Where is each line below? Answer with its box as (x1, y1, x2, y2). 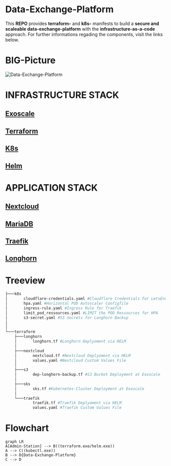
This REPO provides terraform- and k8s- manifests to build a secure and (5, 20, 159, 27)
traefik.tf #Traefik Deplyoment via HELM (32, 400, 122, 406)
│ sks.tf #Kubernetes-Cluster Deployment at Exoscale (14, 386, 145, 391)
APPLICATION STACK (5, 182, 98, 193)
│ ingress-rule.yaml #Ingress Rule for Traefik (5, 305, 122, 310)
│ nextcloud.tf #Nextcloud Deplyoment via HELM (14, 353, 131, 358)
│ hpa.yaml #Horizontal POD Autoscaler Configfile (5, 301, 129, 306)
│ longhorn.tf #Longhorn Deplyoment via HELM (14, 339, 126, 344)
